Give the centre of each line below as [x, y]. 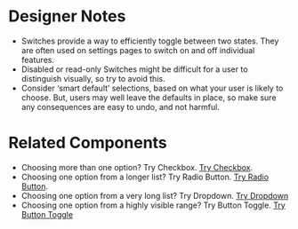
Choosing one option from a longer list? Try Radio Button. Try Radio [145, 177]
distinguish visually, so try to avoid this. [93, 78]
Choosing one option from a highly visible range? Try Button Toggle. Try [153, 205]
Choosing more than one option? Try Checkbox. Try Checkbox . [137, 167]
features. [38, 59]
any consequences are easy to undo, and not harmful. [120, 107]
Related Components [88, 143]
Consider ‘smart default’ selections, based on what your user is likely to [152, 88]
